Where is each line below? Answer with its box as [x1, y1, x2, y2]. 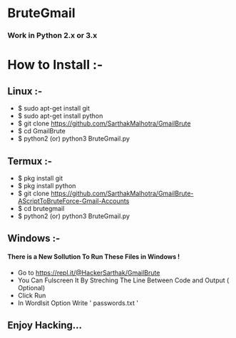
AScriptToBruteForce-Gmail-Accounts [17, 196, 130, 205]
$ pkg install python [17, 181, 76, 190]
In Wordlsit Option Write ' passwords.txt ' [17, 298, 139, 307]
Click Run [17, 291, 46, 299]
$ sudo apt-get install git [17, 104, 91, 113]
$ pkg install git [17, 173, 63, 183]
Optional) [17, 283, 46, 292]
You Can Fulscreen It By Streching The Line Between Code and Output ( [17, 276, 230, 285]
